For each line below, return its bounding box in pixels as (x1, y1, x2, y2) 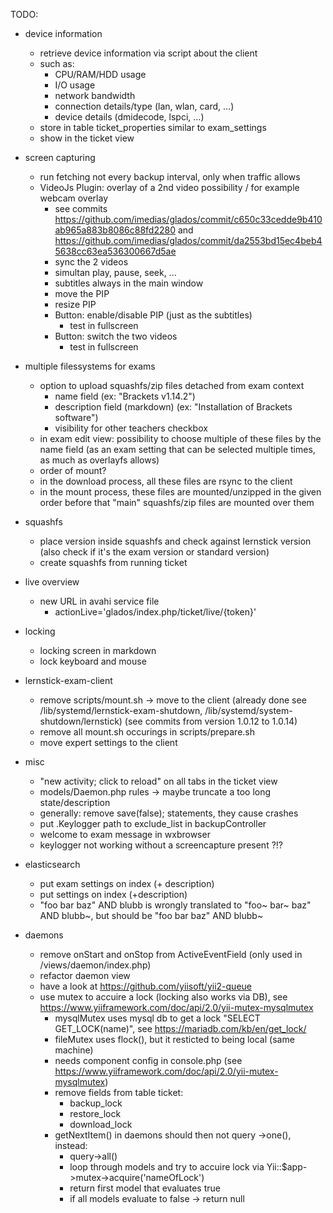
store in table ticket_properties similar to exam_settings (39, 122, 267, 133)
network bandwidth (54, 90, 136, 101)
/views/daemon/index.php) (39, 959, 152, 971)
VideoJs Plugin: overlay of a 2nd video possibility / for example (39, 182, 300, 193)
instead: (54, 1140, 88, 1151)
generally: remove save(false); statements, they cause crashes (39, 807, 299, 819)
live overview (24, 576, 80, 588)
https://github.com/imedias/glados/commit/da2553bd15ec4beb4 (54, 235, 323, 246)
